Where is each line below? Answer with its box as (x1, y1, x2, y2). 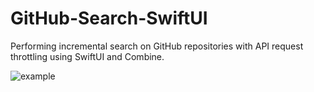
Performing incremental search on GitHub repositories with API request (10, 40, 304, 52)
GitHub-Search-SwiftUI (10, 7, 208, 30)
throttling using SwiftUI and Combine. (10, 50, 165, 62)
